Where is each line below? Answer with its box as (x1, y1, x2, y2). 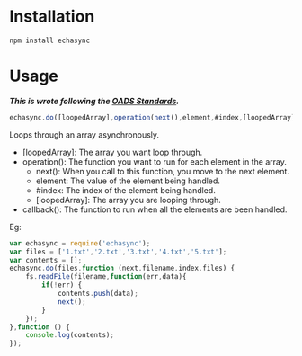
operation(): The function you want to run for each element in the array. (22, 156, 288, 167)
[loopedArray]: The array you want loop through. (22, 147, 203, 157)
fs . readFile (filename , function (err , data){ (25, 272, 187, 281)
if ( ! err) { (41, 280, 83, 289)
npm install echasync (9, 36, 91, 45)
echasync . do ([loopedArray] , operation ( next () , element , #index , (9, 112, 244, 122)
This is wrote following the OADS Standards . (9, 95, 180, 106)
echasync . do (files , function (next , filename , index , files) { (9, 263, 235, 273)
